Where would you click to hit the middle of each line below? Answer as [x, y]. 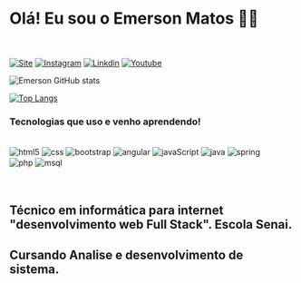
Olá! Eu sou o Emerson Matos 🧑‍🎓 [134, 19]
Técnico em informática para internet [117, 210]
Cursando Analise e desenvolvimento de [126, 255]
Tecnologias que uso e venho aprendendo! [105, 122]
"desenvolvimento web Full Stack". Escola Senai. [151, 224]
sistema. [34, 270]
